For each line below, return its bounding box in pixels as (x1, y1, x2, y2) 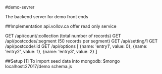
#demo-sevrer (5, 4, 35, 10)
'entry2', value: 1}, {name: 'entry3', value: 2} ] (5, 49, 98, 54)
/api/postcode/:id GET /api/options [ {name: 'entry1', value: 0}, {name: (5, 43, 148, 49)
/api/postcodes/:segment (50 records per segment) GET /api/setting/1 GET (5, 38, 158, 44)
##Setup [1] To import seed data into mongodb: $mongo (5, 58, 120, 64)
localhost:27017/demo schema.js (5, 64, 72, 69)
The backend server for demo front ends (5, 14, 88, 19)
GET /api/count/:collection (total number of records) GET (5, 33, 121, 38)
